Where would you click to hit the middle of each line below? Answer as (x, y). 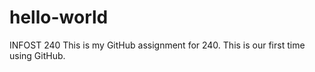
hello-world (59, 17)
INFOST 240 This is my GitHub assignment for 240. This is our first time (157, 45)
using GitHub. (37, 55)
